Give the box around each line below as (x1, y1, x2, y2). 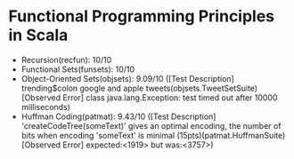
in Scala (8, 25, 69, 45)
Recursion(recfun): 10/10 (20, 54, 112, 65)
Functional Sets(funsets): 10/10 (20, 64, 135, 75)
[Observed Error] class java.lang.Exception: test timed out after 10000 (20, 91, 278, 103)
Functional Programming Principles (8, 6, 275, 27)
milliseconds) (20, 101, 70, 112)
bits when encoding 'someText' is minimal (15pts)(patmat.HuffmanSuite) (20, 130, 286, 140)
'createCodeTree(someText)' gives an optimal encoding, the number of (20, 120, 282, 131)
